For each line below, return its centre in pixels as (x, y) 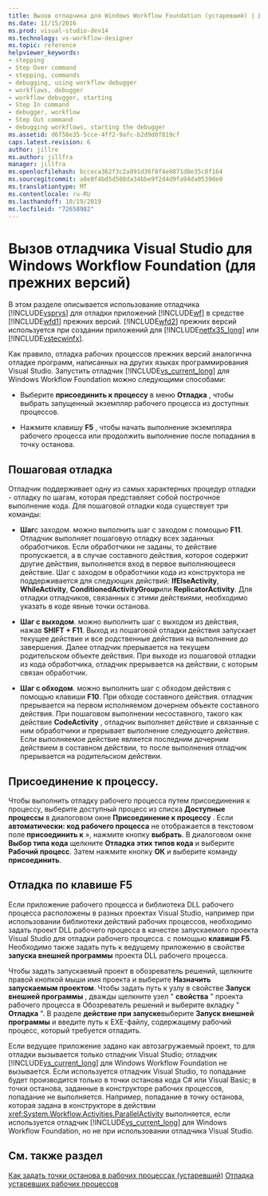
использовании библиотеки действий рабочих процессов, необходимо (130, 921)
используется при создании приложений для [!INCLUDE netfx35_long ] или (134, 330)
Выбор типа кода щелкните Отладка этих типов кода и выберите (122, 843)
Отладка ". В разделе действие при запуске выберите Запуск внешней (131, 1013)
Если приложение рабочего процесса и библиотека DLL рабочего (121, 904)
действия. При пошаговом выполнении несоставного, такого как (131, 714)
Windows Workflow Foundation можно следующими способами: (117, 380)
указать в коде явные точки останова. (85, 606)
